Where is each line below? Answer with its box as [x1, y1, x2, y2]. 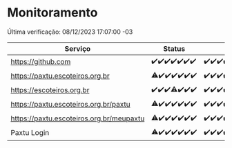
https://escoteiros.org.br [10, 85, 90, 95]
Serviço [64, 43, 91, 53]
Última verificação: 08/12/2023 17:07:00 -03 [7, 28, 133, 36]
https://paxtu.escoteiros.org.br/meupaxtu [10, 114, 145, 123]
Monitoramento [7, 5, 98, 21]
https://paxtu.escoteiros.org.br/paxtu [10, 100, 131, 109]
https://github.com [10, 57, 71, 67]
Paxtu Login [10, 128, 50, 138]
